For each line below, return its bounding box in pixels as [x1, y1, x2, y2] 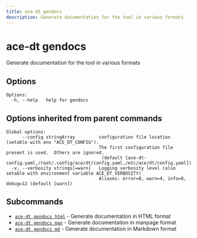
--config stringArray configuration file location [21, 134, 170, 140]
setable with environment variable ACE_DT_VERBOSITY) [6, 171, 142, 176]
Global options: [6, 129, 46, 135]
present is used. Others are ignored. [6, 150, 105, 156]
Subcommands [6, 197, 63, 207]
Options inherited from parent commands [6, 113, 163, 123]
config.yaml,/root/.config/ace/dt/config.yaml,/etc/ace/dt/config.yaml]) [6, 160, 192, 166]
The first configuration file [98, 144, 173, 151]
